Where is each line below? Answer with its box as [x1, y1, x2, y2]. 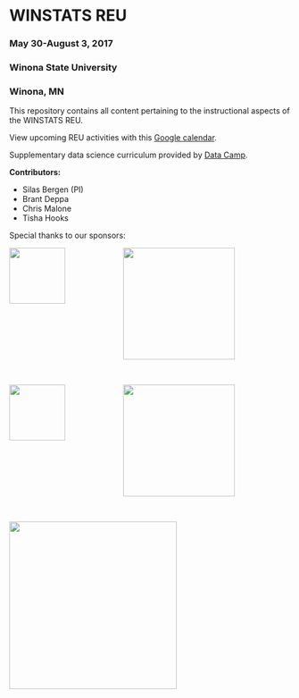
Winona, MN [9, 85, 64, 97]
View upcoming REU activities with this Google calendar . [9, 132, 217, 143]
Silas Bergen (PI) [21, 184, 84, 195]
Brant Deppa [21, 194, 70, 205]
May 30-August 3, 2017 [9, 38, 113, 50]
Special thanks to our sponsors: [9, 230, 127, 241]
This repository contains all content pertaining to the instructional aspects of [9, 105, 290, 116]
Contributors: [9, 167, 61, 178]
